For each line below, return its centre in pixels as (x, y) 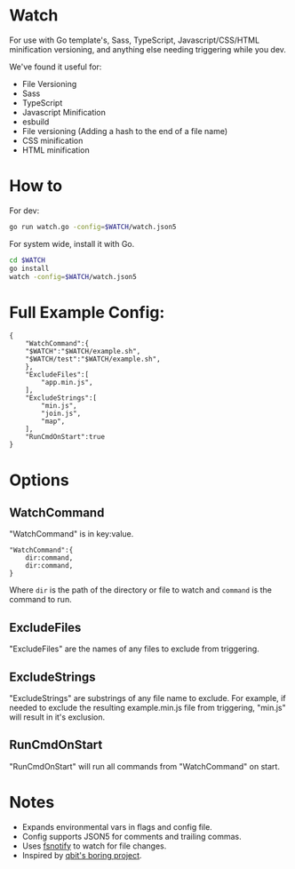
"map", (53, 422)
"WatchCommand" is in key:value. (72, 534)
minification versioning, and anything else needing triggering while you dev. (148, 49)
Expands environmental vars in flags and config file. (117, 826)
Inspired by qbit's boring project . (82, 855)
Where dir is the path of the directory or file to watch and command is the (141, 590)
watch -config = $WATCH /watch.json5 (73, 276)
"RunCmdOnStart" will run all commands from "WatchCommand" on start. (144, 766)
